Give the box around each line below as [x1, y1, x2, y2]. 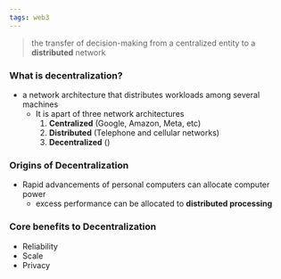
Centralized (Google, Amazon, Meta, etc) [48, 118, 202, 128]
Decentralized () [48, 136, 111, 147]
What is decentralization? [9, 69, 123, 81]
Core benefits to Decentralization [9, 220, 157, 233]
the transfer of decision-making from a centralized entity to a [30, 37, 256, 48]
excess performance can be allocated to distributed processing [35, 198, 273, 209]
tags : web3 [9, 12, 50, 22]
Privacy [21, 259, 51, 270]
